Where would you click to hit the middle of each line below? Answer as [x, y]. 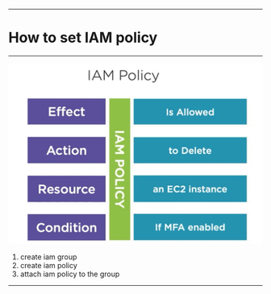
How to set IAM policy [83, 38]
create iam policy [49, 266]
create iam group [48, 257]
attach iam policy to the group [70, 274]
